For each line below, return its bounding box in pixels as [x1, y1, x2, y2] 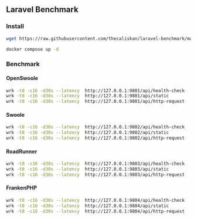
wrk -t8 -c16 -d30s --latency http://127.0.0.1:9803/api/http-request [6, 171, 185, 178]
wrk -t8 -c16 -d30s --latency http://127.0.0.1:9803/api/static [6, 167, 169, 172]
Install [6, 22, 25, 31]
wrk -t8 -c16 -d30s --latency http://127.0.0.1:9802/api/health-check [6, 124, 185, 130]
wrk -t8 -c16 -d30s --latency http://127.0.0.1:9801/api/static [6, 93, 169, 99]
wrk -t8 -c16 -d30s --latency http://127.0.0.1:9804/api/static [6, 202, 169, 209]
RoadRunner [6, 148, 38, 155]
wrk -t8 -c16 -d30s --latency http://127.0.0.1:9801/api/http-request [6, 99, 185, 104]
